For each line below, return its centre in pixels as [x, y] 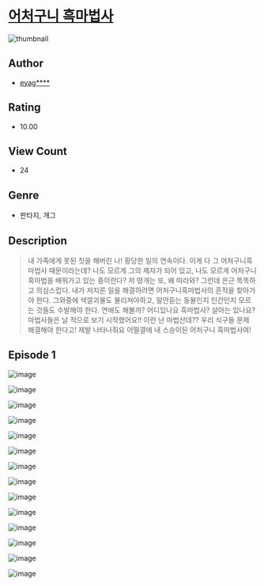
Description [38, 241]
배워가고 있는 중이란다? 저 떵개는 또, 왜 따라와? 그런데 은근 [145, 280]
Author [26, 64]
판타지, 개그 [38, 215]
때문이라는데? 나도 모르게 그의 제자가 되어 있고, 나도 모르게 [139, 270]
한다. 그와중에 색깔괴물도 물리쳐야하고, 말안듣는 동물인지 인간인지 [136, 300]
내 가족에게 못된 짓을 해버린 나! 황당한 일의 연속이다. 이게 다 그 [123, 261]
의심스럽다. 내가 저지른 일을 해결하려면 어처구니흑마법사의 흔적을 [135, 290]
